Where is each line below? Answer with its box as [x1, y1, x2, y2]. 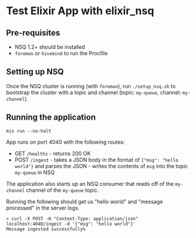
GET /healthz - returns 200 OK [14, 150, 91, 157]
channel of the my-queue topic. [26, 186, 99, 194]
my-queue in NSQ [14, 169, 55, 176]
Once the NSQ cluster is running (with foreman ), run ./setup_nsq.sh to [6, 82, 176, 89]
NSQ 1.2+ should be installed [14, 43, 86, 50]
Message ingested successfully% [6, 226, 86, 232]
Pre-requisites [6, 28, 60, 38]
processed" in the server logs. [6, 204, 80, 211]
